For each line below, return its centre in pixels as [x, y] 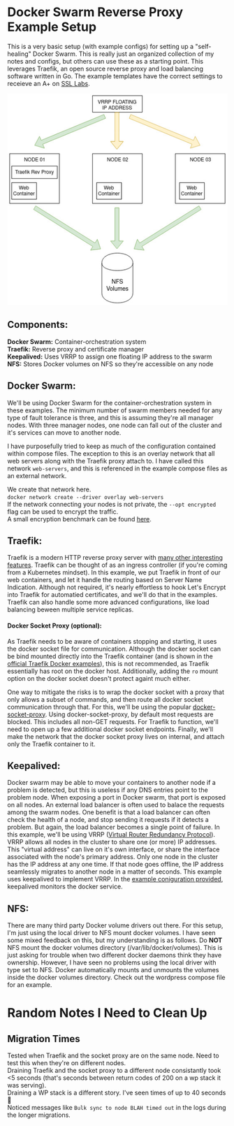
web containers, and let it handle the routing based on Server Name [105, 580]
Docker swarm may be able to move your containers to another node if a [112, 783]
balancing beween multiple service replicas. [71, 609]
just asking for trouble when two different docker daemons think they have [115, 955]
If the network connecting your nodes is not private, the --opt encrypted [112, 504]
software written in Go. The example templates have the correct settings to [115, 76]
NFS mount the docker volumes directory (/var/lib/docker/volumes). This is [115, 948]
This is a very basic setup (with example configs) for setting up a [101, 46]
